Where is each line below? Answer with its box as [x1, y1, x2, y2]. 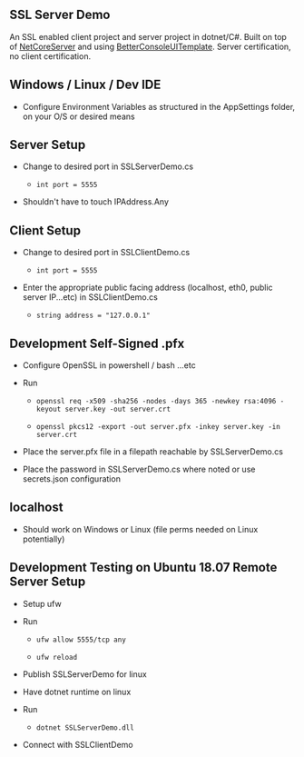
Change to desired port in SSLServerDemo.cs [22, 161, 193, 172]
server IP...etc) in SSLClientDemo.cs [22, 292, 159, 303]
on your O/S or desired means [22, 111, 135, 122]
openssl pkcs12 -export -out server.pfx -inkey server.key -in [35, 423, 281, 432]
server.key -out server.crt [64, 404, 171, 414]
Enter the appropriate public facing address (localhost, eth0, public [22, 282, 274, 294]
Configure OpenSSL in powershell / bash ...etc [22, 360, 197, 371]
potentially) [22, 533, 65, 544]
